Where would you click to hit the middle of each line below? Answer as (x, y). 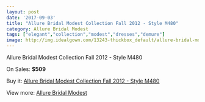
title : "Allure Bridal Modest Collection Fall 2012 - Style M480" (92, 23)
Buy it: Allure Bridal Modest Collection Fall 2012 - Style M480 (83, 81)
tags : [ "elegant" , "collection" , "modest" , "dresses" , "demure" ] (86, 35)
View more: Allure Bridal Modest (47, 93)
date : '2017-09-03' (31, 18)
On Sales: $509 (26, 69)
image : (15, 40)
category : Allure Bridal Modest (47, 29)
